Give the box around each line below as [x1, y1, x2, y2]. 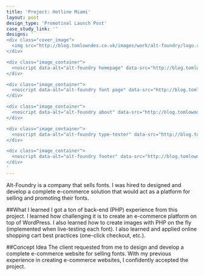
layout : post [6, 15, 39, 21]
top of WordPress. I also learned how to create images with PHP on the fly [6, 218, 192, 226]
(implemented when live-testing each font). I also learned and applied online [6, 225, 197, 232]
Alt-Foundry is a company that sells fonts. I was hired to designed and [6, 181, 182, 188]
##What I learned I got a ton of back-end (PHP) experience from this [6, 206, 178, 213]
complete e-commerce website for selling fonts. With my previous [6, 249, 172, 257]
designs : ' [6, 31, 34, 38]
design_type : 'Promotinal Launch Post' [6, 20, 107, 26]
